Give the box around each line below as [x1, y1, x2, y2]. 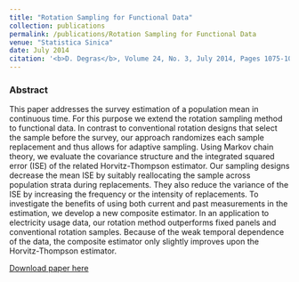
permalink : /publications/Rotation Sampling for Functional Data [9, 29, 256, 38]
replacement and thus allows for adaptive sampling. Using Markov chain [9, 141, 274, 152]
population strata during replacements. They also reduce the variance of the [9, 180, 289, 190]
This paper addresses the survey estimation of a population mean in [9, 104, 259, 115]
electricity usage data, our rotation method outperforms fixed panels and [9, 217, 277, 228]
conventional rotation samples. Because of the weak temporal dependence [9, 227, 285, 238]
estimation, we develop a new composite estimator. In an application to [9, 208, 270, 219]
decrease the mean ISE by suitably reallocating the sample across [9, 170, 251, 181]
